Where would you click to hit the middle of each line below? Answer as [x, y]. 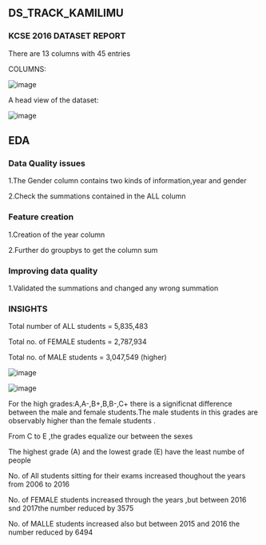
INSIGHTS [28, 309]
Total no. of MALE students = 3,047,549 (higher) [88, 357]
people [20, 460]
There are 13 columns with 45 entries [69, 53]
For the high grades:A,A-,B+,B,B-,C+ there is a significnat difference [121, 404]
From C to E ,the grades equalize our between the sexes [101, 436]
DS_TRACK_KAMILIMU [66, 13]
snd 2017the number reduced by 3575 [71, 508]
